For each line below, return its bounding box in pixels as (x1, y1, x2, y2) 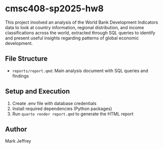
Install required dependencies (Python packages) (12, 106, 112, 112)
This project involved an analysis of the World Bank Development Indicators (5, 19, 158, 25)
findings (12, 73, 29, 79)
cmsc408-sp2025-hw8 (5, 3, 104, 14)
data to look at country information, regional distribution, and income (5, 24, 144, 30)
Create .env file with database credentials (12, 100, 97, 106)
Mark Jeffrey (5, 138, 31, 144)
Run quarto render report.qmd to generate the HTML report (12, 111, 134, 116)
